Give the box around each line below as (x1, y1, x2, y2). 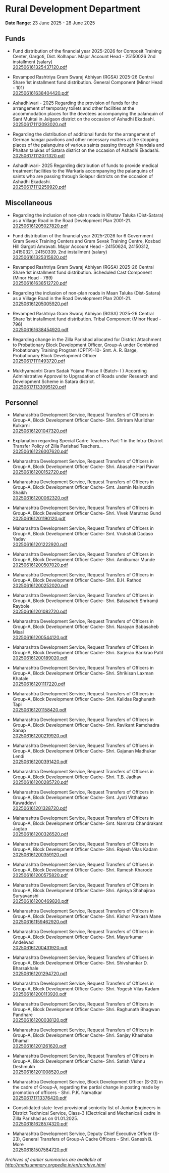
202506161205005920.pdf (12, 301, 69, 307)
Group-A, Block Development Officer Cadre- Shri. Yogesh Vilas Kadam (12, 986, 160, 992)
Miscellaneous (5, 198, 52, 207)
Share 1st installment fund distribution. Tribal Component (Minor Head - (12, 316, 161, 322)
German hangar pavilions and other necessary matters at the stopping (12, 136, 159, 142)
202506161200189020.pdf (12, 655, 68, 661)
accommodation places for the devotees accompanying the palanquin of (12, 110, 164, 116)
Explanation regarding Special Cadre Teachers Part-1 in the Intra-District (12, 438, 163, 444)
